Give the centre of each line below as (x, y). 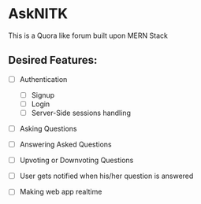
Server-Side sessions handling (81, 113)
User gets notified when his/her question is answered (106, 176)
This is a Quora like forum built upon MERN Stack (88, 35)
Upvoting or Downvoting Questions (76, 160)
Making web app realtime (61, 192)
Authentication (43, 79)
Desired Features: (53, 60)
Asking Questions (48, 128)
